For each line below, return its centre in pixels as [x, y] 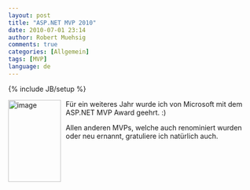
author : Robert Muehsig [47, 37]
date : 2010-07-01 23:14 [47, 30]
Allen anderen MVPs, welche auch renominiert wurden [154, 127]
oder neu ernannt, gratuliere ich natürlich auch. [142, 136]
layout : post [29, 15]
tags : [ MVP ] [28, 60]
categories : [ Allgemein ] [49, 52]
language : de [29, 67]
